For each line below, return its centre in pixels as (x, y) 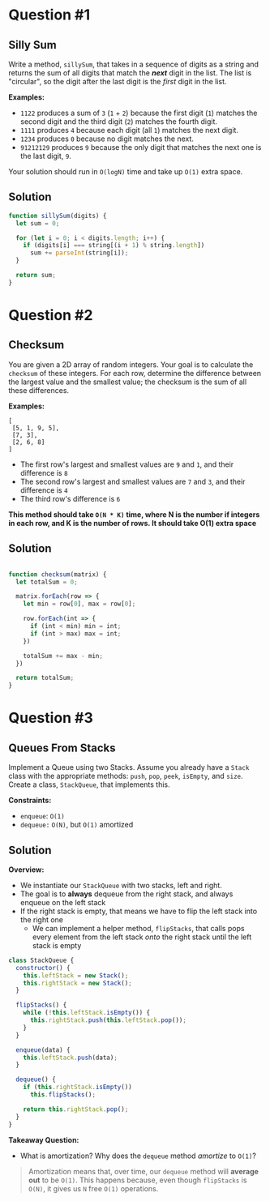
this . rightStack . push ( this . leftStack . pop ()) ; (108, 1020)
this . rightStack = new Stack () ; (77, 983)
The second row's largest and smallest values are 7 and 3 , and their (133, 481)
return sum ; (36, 276)
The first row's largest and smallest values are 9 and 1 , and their (127, 464)
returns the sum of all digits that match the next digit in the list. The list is (130, 73)
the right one (41, 919)
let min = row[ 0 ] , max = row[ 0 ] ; (79, 604)
